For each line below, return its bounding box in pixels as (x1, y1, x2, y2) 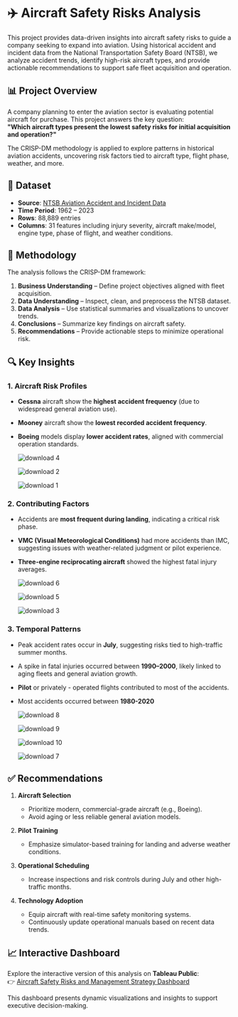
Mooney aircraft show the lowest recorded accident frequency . (17, 419, 207, 427)
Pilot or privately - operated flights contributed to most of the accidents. (17, 683, 229, 692)
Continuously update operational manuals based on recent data (28, 918, 215, 927)
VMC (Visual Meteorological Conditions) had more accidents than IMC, (17, 537, 229, 545)
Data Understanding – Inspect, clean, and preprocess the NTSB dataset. (17, 297, 231, 306)
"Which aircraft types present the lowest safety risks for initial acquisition (7, 122, 231, 131)
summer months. (17, 647, 67, 657)
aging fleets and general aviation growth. (17, 669, 138, 678)
